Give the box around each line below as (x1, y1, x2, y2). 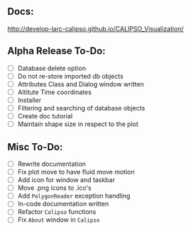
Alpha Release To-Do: (7, 45, 106, 57)
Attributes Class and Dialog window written (17, 79, 144, 88)
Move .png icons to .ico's (17, 184, 92, 192)
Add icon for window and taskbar (17, 176, 116, 184)
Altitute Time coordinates (17, 88, 92, 96)
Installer (17, 96, 41, 104)
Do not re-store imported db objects (17, 72, 124, 80)
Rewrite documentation (17, 159, 87, 168)
